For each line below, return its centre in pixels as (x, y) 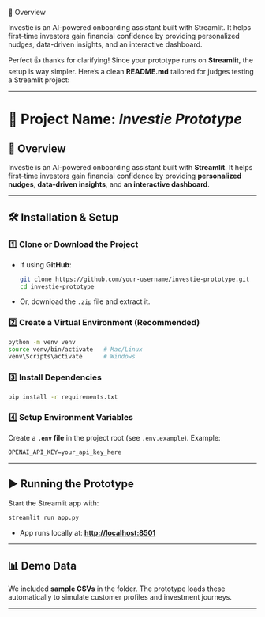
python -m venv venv (42, 342)
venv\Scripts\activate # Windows (72, 357)
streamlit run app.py (44, 517)
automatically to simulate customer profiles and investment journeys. (120, 597)
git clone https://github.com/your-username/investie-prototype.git (134, 279)
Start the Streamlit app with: (54, 503)
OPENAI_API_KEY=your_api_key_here (65, 452)
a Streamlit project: (39, 80)
